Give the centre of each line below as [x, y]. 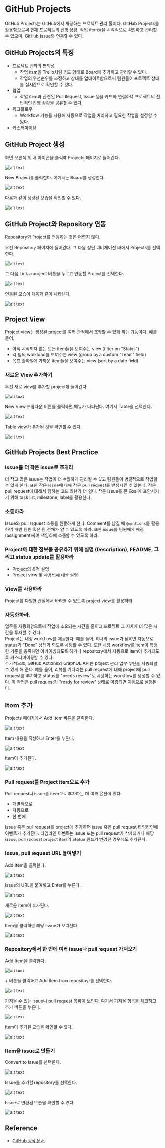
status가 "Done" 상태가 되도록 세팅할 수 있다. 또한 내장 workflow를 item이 [77, 645]
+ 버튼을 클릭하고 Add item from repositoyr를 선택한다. [59, 981]
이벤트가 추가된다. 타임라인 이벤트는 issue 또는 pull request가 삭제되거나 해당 [80, 833]
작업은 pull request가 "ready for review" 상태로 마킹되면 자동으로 [80, 682]
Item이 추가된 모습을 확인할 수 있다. [39, 1027]
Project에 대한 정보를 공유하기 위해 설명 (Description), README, [79, 550]
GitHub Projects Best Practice [52, 452]
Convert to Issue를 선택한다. [33, 1062]
